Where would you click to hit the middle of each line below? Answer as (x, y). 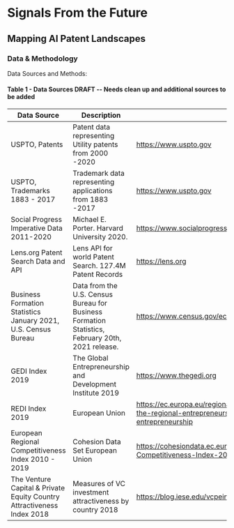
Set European (95, 451)
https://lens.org (161, 262)
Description (101, 115)
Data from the (95, 286)
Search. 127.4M (100, 266)
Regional (25, 442)
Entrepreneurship (101, 367)
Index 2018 (30, 514)
